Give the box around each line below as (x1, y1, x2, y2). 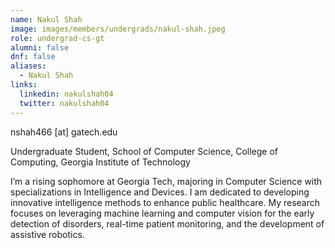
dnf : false (10, 52, 56, 62)
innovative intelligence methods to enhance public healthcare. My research (10, 196, 321, 208)
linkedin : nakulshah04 (19, 89, 114, 99)
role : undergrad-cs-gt (10, 33, 105, 43)
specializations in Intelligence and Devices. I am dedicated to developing (10, 186, 310, 198)
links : (10, 80, 38, 90)
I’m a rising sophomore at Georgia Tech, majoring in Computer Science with (10, 175, 323, 187)
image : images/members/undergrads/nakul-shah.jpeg (10, 24, 226, 34)
